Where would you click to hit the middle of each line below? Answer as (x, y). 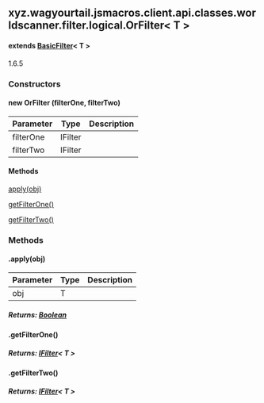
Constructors (34, 84)
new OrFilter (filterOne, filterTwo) (64, 103)
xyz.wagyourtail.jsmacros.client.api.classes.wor (132, 13)
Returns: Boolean (38, 315)
